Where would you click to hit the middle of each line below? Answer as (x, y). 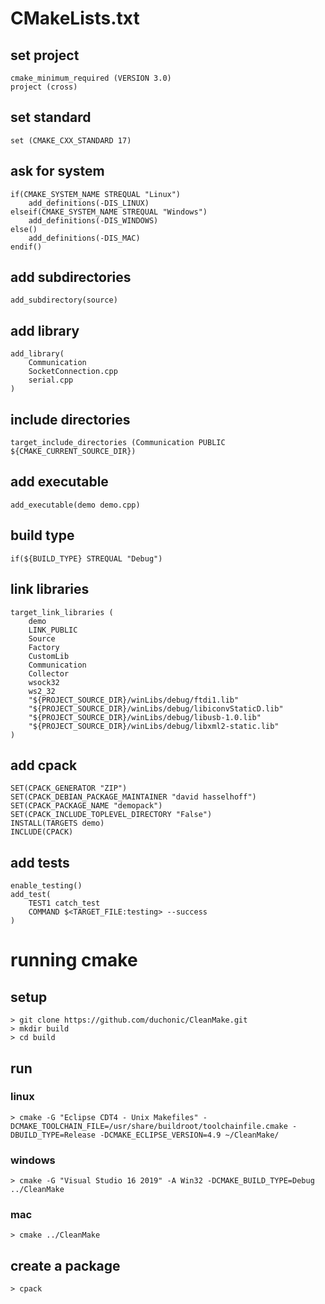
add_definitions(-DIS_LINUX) (89, 203)
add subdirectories (71, 277)
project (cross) (44, 87)
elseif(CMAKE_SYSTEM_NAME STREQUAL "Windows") (109, 212)
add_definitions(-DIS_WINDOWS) (93, 220)
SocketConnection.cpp (73, 372)
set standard (51, 117)
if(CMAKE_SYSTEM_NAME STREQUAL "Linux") (96, 194)
